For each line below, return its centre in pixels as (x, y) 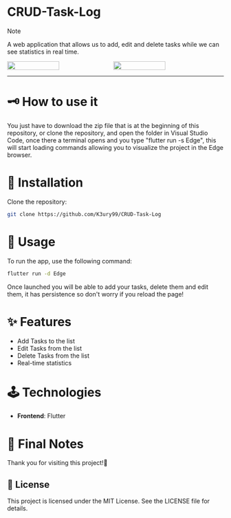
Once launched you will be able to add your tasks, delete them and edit (108, 287)
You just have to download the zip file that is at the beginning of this (103, 125)
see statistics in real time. (43, 52)
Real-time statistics (44, 363)
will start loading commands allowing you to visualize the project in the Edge (115, 147)
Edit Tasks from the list (49, 349)
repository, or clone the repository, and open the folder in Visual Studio (108, 133)
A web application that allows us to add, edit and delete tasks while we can (113, 44)
